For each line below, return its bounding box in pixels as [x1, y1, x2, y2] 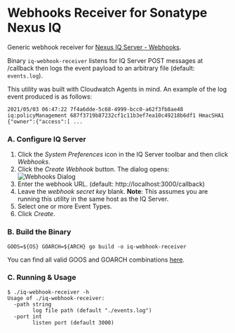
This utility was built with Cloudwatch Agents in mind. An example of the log [7, 85, 227, 93]
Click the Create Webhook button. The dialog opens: [17, 165, 170, 173]
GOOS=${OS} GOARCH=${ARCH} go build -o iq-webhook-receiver [7, 243, 187, 250]
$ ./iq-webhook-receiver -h [7, 288, 90, 295]
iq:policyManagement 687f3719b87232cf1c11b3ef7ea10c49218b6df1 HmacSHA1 [7, 112, 224, 119]
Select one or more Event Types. [17, 202, 112, 211]
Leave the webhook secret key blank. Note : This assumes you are [17, 187, 208, 196]
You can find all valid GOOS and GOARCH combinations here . [7, 255, 184, 264]
